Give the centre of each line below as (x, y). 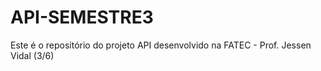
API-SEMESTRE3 (82, 17)
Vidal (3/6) (32, 55)
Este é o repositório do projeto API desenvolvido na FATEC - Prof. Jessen (161, 45)
